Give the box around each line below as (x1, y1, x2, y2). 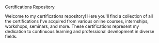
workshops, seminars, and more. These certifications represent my (5, 23, 139, 29)
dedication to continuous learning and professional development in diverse (5, 29, 155, 34)
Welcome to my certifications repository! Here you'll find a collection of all (5, 13, 153, 19)
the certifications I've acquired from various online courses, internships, (5, 19, 149, 24)
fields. (5, 33, 18, 39)
